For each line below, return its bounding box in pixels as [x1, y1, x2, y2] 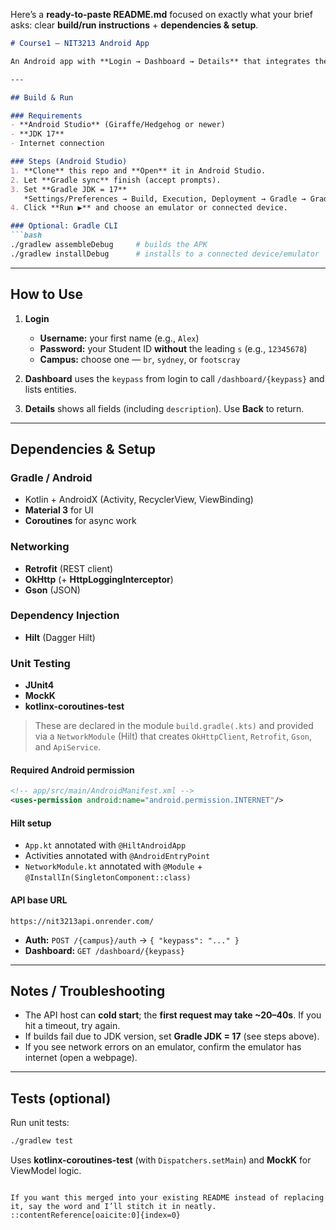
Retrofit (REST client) [24, 562, 114, 574]
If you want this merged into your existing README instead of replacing [10, 1193, 325, 1203]
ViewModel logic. [10, 1165, 82, 1176]
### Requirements [10, 110, 83, 121]
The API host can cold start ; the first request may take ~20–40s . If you [24, 1009, 322, 1021]
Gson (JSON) [24, 584, 81, 596]
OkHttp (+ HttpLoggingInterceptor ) [24, 573, 174, 585]
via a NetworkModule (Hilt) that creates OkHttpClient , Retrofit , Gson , [34, 730, 313, 743]
